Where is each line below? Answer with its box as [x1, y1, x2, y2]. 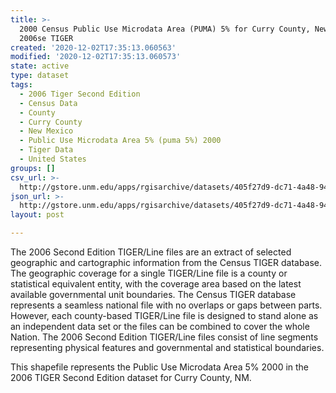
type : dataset [10, 71, 70, 81]
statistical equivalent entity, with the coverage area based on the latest [10, 278, 302, 290]
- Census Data [19, 98, 78, 108]
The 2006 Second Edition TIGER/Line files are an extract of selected [10, 246, 292, 258]
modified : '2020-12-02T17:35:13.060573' [10, 52, 182, 62]
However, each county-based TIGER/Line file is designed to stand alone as [10, 310, 319, 321]
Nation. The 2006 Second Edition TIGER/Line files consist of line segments [10, 331, 319, 343]
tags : [10, 80, 33, 90]
